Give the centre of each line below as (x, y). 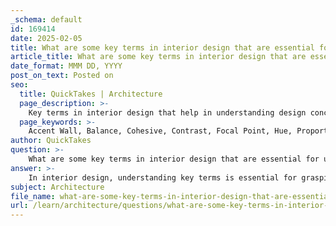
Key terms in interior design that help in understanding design (167, 112)
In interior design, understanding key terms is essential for (163, 177)
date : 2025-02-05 (46, 38)
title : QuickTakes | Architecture (91, 94)
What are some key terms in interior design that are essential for (174, 159)
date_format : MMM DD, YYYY (66, 66)
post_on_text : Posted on (62, 76)
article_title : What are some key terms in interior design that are (158, 57)
